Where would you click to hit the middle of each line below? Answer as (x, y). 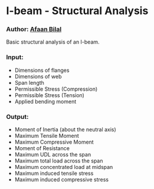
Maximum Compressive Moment (54, 142)
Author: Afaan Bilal (34, 29)
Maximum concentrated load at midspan (64, 167)
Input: (15, 57)
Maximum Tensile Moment (47, 136)
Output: (17, 117)
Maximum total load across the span (59, 161)
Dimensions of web (38, 76)
